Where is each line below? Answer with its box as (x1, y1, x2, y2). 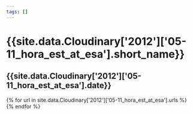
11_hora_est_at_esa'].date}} (6, 80, 112, 90)
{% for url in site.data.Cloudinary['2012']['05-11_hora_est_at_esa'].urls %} (6, 96, 188, 104)
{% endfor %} (6, 102, 41, 110)
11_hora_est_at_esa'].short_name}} (6, 47, 185, 60)
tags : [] (6, 8, 28, 15)
